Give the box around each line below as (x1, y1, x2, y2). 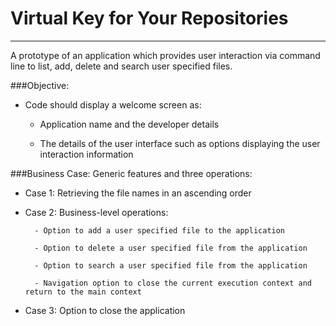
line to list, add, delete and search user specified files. (10, 60, 233, 72)
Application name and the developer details (39, 118, 220, 130)
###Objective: (10, 79, 70, 91)
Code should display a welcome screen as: (24, 98, 202, 111)
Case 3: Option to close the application (24, 304, 186, 316)
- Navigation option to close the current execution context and (34, 278, 312, 288)
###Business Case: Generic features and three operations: (10, 167, 253, 179)
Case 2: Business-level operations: (24, 206, 169, 218)
